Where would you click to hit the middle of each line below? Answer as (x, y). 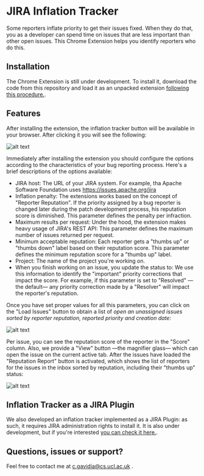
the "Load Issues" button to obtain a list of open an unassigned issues (94, 311)
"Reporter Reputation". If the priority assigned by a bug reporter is (98, 202)
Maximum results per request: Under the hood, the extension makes (100, 222)
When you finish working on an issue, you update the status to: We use (104, 267)
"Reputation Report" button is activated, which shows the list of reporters (98, 361)
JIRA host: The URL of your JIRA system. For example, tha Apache (98, 183)
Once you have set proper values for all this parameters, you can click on (98, 305)
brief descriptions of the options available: (59, 171)
